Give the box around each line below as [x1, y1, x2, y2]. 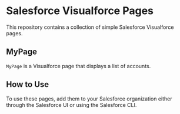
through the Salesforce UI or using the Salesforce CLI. [6, 101, 137, 108]
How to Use [6, 79, 49, 89]
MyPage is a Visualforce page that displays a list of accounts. [6, 62, 151, 69]
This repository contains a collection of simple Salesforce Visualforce [6, 24, 175, 31]
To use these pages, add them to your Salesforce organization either [6, 95, 172, 102]
